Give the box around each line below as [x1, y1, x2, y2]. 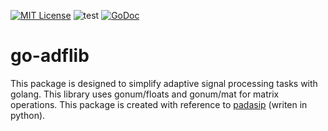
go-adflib [10, 45, 90, 67]
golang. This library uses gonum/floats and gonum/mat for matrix [10, 88, 280, 100]
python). [10, 109, 46, 121]
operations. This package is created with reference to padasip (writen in [10, 98, 308, 110]
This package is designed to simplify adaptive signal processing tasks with [10, 77, 318, 89]
